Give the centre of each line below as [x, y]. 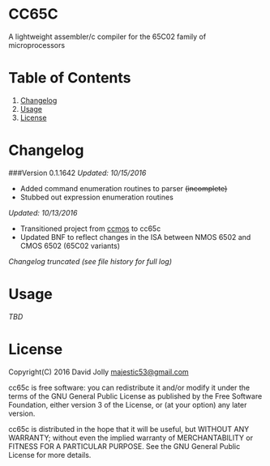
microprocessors [37, 45]
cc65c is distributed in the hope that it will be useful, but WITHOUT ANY [129, 429]
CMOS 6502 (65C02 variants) [70, 246]
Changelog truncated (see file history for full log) [90, 261]
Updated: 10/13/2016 [43, 212]
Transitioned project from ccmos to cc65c [90, 229]
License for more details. [50, 455]
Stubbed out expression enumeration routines [97, 197]
